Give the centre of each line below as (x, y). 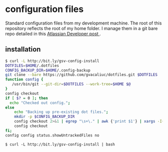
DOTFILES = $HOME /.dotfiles (32, 65)
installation (23, 49)
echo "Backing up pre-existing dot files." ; (61, 112)
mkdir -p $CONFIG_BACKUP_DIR (44, 117)
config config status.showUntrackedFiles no (52, 135)
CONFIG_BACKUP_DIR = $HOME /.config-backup (48, 70)
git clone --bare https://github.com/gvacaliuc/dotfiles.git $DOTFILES (81, 75)
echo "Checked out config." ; (40, 103)
